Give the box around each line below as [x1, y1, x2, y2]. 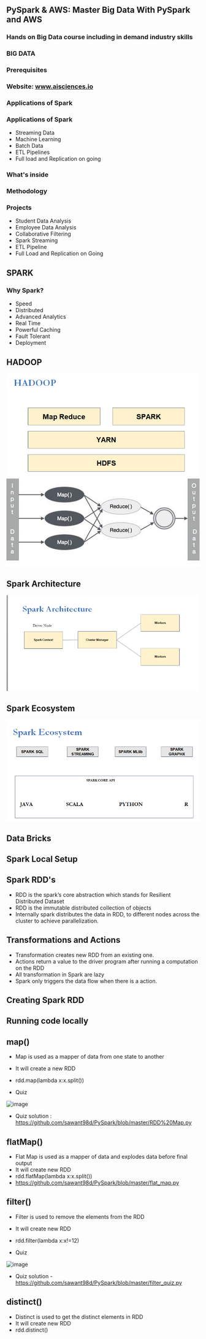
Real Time [15, 320, 41, 327]
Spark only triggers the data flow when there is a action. [15, 977, 158, 984]
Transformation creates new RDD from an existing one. [15, 951, 154, 959]
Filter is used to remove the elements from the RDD [15, 1213, 145, 1220]
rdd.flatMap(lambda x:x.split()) [15, 1173, 93, 1180]
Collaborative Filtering [15, 230, 72, 238]
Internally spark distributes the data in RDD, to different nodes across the [15, 910, 200, 918]
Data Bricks [6, 833, 51, 843]
